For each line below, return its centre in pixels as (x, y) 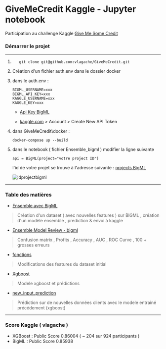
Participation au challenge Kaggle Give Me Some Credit (62, 33)
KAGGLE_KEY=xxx (28, 103)
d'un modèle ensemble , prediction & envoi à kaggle (70, 220)
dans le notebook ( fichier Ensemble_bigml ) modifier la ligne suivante (83, 150)
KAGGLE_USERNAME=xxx (33, 99)
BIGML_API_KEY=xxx (31, 94)
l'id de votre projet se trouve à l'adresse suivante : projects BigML (79, 168)
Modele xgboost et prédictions (48, 283)
